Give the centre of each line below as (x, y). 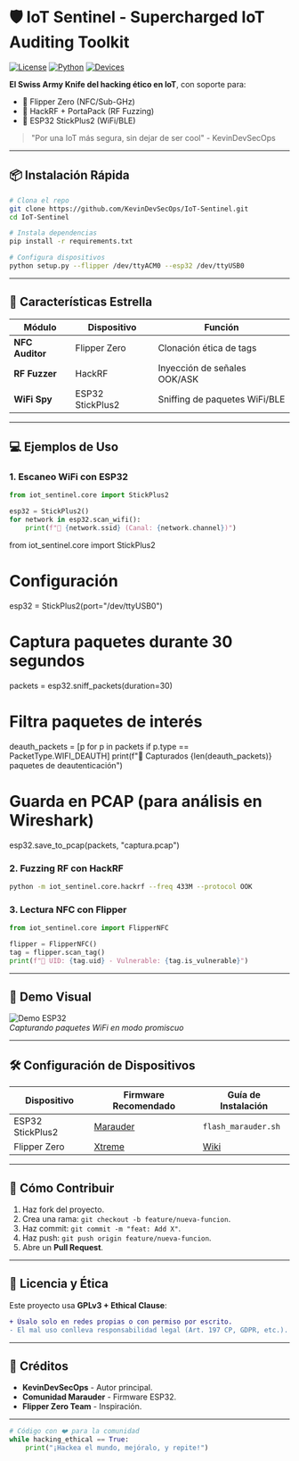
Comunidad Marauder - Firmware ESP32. (99, 1397)
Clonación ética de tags (207, 347)
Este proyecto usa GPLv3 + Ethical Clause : (88, 1305)
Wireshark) (52, 820)
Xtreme (109, 1147)
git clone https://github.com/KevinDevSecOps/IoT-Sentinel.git (129, 209)
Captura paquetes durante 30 (121, 642)
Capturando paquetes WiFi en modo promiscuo (97, 1028)
